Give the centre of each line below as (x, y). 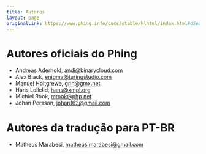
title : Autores (26, 12)
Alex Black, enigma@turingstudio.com (63, 77)
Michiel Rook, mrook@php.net (53, 97)
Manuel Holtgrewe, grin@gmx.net (58, 84)
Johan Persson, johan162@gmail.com (63, 103)
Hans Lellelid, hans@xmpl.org (53, 90)
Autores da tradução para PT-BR (90, 127)
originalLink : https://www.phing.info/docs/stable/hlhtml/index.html (97, 23)
